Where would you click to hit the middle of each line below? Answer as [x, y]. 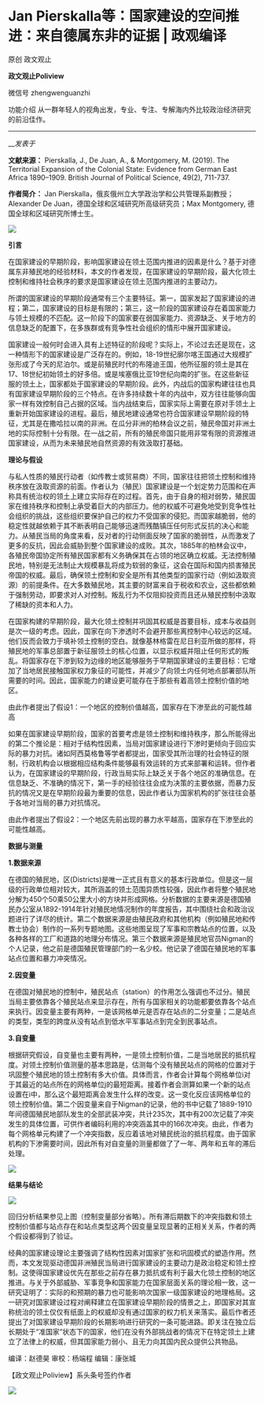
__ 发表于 [22, 143]
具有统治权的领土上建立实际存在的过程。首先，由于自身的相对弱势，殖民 [132, 496]
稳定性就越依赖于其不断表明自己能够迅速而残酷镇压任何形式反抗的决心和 [125, 526]
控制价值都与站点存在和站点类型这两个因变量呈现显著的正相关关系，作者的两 [132, 1226]
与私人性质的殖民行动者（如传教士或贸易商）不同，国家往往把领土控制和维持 [132, 476]
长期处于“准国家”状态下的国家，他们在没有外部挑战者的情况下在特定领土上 [128, 1331]
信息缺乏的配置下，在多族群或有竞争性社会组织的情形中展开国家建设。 [122, 327]
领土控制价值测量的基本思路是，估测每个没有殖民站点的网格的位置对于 [142, 1064]
